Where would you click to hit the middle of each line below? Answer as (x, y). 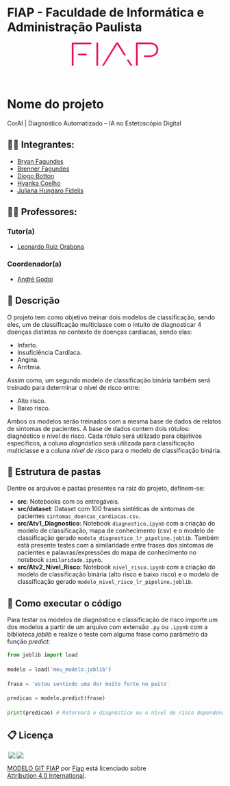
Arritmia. (29, 367)
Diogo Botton (36, 175)
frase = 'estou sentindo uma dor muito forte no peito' (88, 684)
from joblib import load (42, 655)
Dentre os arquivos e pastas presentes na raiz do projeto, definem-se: (106, 489)
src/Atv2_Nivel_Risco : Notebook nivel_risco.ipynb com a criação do (116, 567)
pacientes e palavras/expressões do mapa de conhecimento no (107, 552)
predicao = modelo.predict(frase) (56, 698)
